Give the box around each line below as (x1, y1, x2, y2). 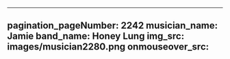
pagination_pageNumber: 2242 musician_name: (7, 20, 218, 31)
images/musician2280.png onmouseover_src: (7, 41, 209, 53)
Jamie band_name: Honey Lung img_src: (7, 31, 185, 42)
